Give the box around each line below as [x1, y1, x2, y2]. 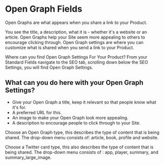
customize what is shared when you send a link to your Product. [5, 44, 135, 50]
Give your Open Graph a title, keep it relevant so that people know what [12, 99, 157, 105]
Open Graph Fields [5, 3, 82, 15]
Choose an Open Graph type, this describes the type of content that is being [5, 129, 160, 135]
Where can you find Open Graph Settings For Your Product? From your [5, 54, 148, 60]
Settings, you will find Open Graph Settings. [5, 64, 94, 70]
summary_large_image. [5, 154, 52, 160]
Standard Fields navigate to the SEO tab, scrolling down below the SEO [5, 59, 148, 65]
